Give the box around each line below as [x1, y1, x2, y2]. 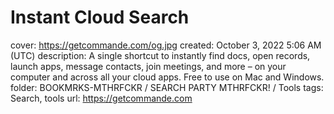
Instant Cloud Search [10, 6, 190, 29]
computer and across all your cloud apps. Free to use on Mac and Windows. [10, 71, 325, 83]
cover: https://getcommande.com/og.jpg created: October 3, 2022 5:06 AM [10, 39, 322, 51]
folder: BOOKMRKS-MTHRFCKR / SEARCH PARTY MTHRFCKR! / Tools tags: [10, 81, 324, 93]
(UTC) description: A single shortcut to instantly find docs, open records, [10, 49, 311, 61]
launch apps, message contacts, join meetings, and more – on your [10, 60, 287, 72]
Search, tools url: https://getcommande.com [10, 92, 193, 104]
